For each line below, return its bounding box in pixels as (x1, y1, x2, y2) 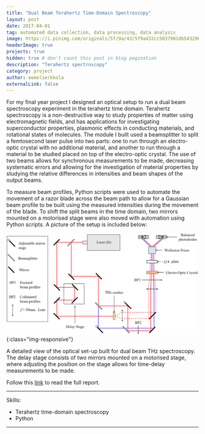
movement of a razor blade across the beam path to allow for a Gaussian (6, 195, 189, 202)
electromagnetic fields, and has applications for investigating (6, 118, 160, 125)
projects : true (6, 49, 45, 55)
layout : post (6, 16, 40, 23)
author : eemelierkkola (6, 74, 64, 81)
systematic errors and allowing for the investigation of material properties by (6, 163, 199, 171)
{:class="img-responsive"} (6, 335, 74, 343)
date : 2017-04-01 (6, 23, 51, 29)
